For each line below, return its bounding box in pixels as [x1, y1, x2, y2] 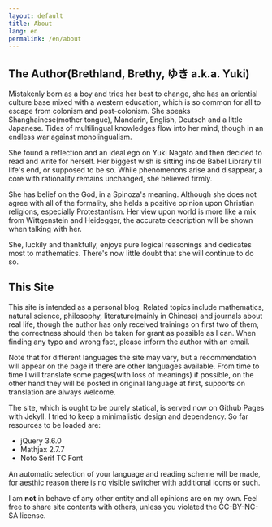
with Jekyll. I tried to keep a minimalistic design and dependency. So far [8, 412, 249, 421]
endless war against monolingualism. [8, 132, 132, 142]
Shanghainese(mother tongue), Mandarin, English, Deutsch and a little [8, 115, 244, 124]
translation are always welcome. [8, 387, 116, 397]
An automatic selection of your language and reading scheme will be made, [8, 468, 261, 478]
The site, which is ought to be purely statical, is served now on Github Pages [8, 403, 265, 412]
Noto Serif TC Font [19, 453, 84, 463]
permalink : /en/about [8, 34, 82, 43]
